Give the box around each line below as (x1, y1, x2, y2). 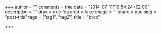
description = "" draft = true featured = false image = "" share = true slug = (5, 9, 157, 15)
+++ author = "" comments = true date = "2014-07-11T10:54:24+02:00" (5, 4, 150, 10)
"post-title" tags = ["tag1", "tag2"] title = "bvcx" (5, 14, 100, 20)
